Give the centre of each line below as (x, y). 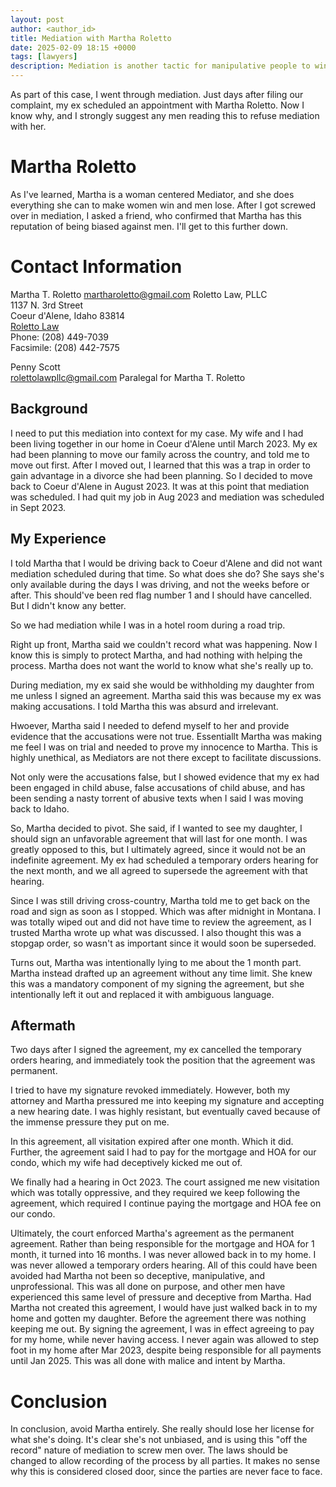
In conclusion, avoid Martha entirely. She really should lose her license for (162, 1429)
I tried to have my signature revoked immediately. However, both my (150, 1090)
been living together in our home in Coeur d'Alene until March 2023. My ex (164, 443)
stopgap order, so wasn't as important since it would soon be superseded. (163, 943)
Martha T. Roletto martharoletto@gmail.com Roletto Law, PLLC (139, 294)
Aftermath (43, 1025)
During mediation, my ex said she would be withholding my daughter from (162, 685)
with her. (28, 126)
